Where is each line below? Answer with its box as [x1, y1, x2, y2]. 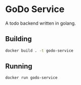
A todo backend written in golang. [5, 20, 76, 26]
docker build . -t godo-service [5, 48, 73, 53]
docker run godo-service [5, 75, 58, 80]
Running [5, 62, 33, 71]
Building [5, 35, 32, 43]
